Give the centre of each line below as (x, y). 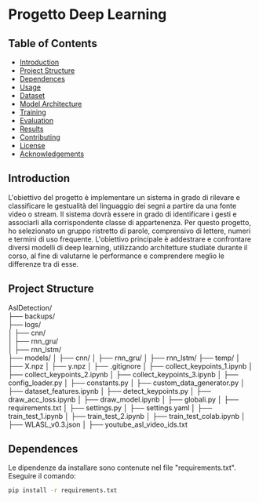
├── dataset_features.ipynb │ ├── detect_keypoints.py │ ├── (110, 391)
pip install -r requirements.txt (63, 491)
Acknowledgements (52, 154)
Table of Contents (53, 44)
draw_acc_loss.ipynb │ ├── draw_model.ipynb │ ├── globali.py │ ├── (124, 399)
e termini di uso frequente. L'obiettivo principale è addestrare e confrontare (130, 239)
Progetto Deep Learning (88, 15)
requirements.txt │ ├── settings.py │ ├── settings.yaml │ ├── (110, 407)
